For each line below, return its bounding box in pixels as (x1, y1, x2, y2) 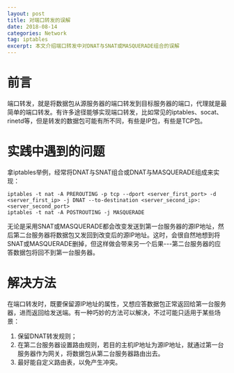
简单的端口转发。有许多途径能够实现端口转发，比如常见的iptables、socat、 (7, 107, 223, 116)
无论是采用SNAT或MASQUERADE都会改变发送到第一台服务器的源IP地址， (7, 222, 218, 230)
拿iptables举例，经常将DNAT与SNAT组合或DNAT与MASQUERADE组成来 (7, 168, 214, 176)
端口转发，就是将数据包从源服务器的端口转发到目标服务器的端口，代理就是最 (7, 99, 227, 107)
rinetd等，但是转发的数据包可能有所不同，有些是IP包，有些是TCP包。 (7, 116, 207, 125)
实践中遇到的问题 (7, 144, 106, 160)
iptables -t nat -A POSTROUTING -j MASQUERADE (7, 208, 145, 216)
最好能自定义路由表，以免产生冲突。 (17, 358, 122, 366)
